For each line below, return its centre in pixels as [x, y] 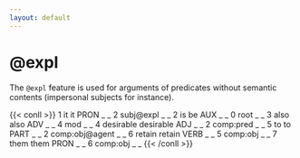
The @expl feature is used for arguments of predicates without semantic [143, 88]
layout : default [40, 18]
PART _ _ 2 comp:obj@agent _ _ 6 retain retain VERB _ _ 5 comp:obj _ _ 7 [144, 134]
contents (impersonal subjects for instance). [92, 97]
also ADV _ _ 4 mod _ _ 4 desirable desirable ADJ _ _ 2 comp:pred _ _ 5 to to [150, 124]
